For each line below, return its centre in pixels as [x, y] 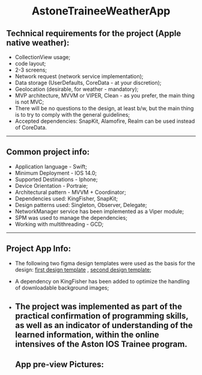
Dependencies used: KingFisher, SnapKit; [66, 198]
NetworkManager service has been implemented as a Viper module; [99, 211]
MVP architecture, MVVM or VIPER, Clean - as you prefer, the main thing [105, 95]
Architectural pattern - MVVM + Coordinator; [70, 192]
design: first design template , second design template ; [83, 270]
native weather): [38, 42]
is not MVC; [29, 102]
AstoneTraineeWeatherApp [101, 11]
